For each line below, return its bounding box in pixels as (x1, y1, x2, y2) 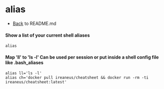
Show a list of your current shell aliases (5, 32, 90, 38)
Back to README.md (12, 20, 57, 26)
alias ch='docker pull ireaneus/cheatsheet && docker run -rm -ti (5, 75, 149, 80)
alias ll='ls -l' (5, 71, 42, 76)
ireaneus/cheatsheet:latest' (5, 80, 67, 85)
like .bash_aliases (5, 60, 44, 66)
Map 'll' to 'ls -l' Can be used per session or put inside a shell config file (5, 54, 159, 60)
